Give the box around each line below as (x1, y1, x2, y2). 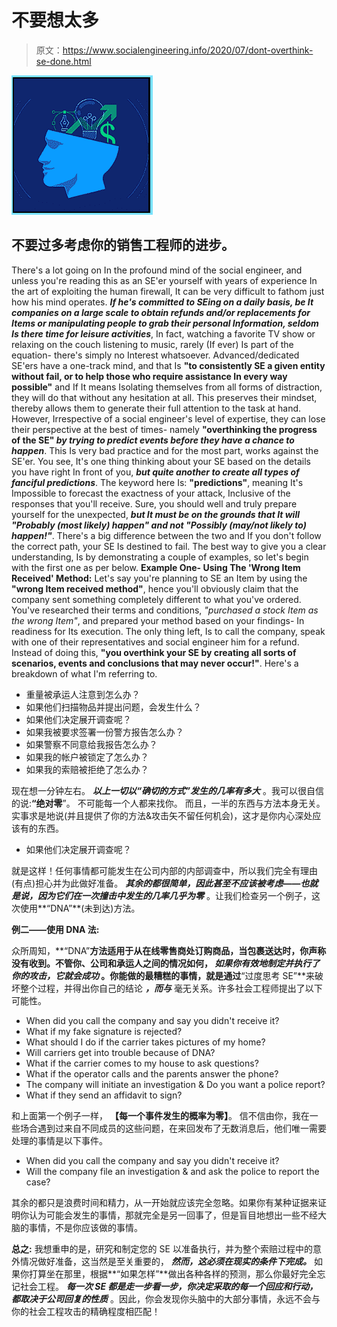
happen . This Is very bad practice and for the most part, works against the (11, 444, 319, 456)
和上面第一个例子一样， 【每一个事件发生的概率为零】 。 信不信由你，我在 (11, 1109, 310, 1121)
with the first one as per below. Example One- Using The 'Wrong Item (11, 561, 301, 573)
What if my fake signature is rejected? (25, 1025, 183, 1037)
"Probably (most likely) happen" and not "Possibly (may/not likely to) (11, 519, 307, 531)
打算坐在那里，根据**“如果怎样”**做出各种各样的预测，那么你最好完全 (28, 1267, 318, 1280)
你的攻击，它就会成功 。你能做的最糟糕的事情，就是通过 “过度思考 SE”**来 (11, 969, 316, 981)
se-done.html (35, 55, 92, 67)
